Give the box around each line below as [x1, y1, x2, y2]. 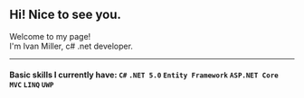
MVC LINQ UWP [9, 81, 54, 90]
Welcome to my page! [9, 31, 91, 41]
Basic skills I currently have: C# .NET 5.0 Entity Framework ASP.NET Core [9, 69, 279, 80]
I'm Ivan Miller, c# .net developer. [9, 40, 134, 51]
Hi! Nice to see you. [9, 7, 122, 22]
